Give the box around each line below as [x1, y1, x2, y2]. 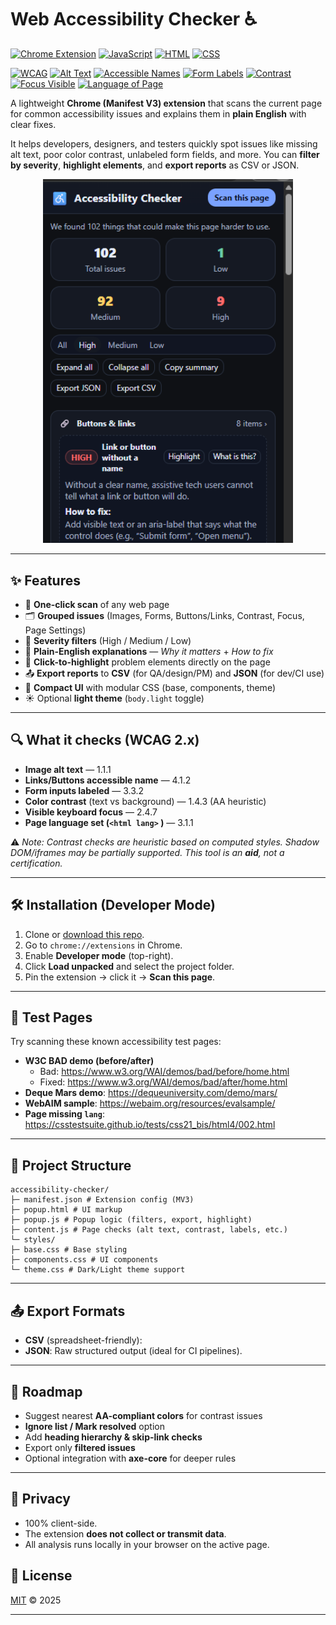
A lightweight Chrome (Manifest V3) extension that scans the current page [10, 97, 323, 109]
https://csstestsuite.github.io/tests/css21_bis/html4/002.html [24, 1119, 276, 1131]
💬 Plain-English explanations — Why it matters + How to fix [24, 646, 274, 658]
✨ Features [10, 572, 81, 589]
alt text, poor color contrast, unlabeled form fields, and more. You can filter [10, 148, 320, 160]
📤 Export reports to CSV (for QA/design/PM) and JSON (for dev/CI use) [24, 667, 325, 680]
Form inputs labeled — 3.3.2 [24, 784, 145, 796]
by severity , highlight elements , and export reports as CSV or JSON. [10, 159, 300, 171]
